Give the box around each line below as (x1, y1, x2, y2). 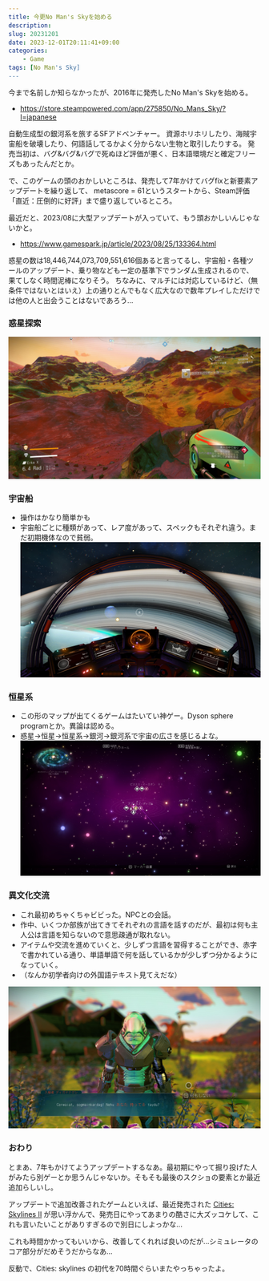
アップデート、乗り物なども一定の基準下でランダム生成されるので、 (29, 265, 254, 275)
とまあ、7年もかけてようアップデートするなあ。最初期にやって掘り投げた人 (8, 1162, 258, 1172)
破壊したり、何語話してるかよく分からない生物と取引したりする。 (29, 139, 247, 148)
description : (8, 21, 52, 30)
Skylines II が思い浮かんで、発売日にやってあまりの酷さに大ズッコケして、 (8, 1209, 253, 1218)
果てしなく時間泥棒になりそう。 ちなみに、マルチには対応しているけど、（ (8, 275, 251, 285)
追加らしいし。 (8, 1182, 58, 1192)
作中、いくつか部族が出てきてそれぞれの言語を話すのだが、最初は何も (19, 919, 251, 929)
